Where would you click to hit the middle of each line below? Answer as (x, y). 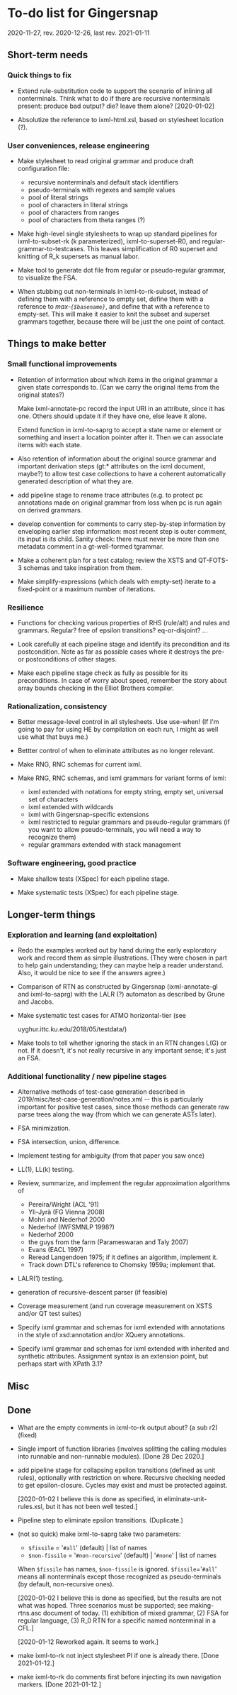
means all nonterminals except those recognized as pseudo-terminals (119, 1576)
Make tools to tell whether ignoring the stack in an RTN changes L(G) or (122, 1043)
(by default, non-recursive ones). (66, 1584)
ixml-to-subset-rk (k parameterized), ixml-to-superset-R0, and (109, 241)
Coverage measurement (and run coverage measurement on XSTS (115, 1306)
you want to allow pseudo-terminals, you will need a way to (115, 830)
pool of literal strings (58, 197)
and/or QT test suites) (50, 1314)
